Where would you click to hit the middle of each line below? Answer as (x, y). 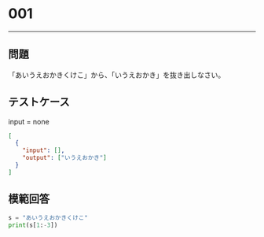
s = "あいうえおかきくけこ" (48, 217)
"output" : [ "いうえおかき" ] (65, 158)
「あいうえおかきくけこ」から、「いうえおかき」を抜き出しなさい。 (117, 75)
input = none (29, 121)
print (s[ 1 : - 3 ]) (33, 225)
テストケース (39, 102)
